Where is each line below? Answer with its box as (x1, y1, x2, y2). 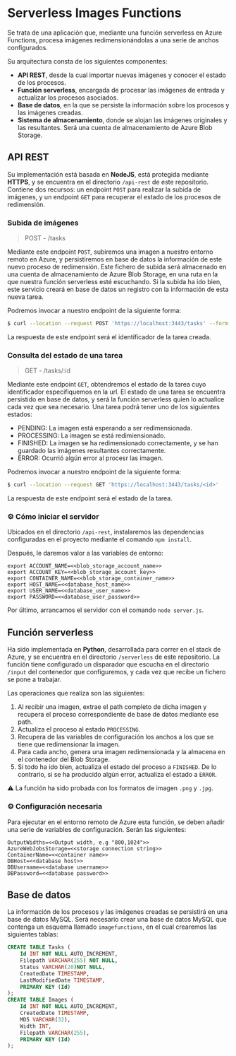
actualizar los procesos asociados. (17, 93, 118, 102)
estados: (7, 410, 33, 418)
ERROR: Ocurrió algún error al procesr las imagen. (17, 454, 163, 462)
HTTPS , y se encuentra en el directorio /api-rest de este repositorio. (7, 177, 209, 186)
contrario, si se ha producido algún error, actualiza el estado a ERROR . (17, 770, 217, 779)
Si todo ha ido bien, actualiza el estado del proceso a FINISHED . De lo (17, 763, 217, 771)
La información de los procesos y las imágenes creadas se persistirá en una (7, 908, 228, 916)
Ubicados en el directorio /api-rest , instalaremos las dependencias (7, 528, 204, 536)
